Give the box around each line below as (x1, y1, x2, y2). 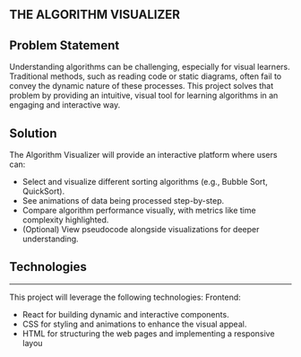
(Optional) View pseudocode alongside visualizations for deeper (21, 224, 260, 235)
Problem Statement (9, 38, 120, 53)
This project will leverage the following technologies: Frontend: (9, 292, 242, 302)
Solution (9, 126, 57, 141)
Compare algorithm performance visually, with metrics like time (21, 205, 257, 216)
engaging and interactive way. (9, 100, 121, 110)
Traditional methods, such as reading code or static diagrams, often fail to (9, 71, 282, 82)
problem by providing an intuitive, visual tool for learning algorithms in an (9, 90, 279, 101)
